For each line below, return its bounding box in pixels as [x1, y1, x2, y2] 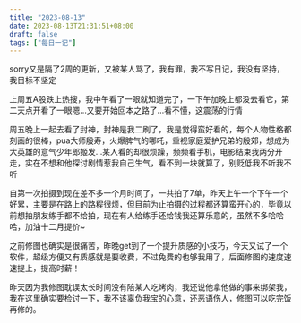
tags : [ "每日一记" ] [9, 38, 77, 47]
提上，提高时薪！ [16, 263, 81, 274]
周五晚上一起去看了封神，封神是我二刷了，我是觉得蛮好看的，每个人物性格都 [9, 124, 292, 135]
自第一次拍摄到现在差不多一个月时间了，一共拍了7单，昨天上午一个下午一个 [9, 188, 288, 199]
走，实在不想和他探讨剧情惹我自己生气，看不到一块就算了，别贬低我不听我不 [9, 157, 292, 168]
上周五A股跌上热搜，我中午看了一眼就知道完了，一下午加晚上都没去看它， [9, 94, 282, 105]
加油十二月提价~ [24, 221, 86, 233]
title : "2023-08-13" [9, 13, 87, 22]
